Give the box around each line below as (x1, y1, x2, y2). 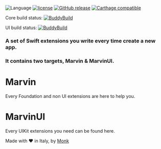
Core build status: (5, 15, 43, 20)
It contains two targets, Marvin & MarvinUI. (5, 57, 114, 64)
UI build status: (5, 24, 37, 31)
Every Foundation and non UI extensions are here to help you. (5, 93, 135, 99)
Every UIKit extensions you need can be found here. (5, 128, 115, 134)
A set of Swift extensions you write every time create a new (5, 37, 156, 44)
